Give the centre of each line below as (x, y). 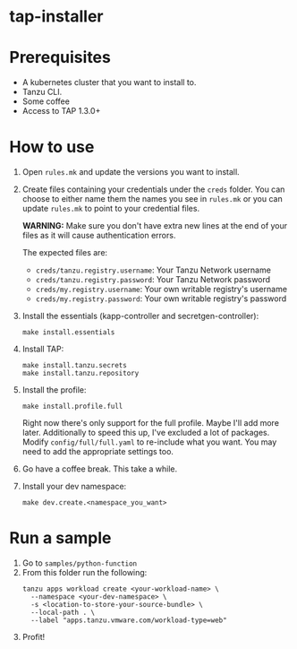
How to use (52, 147)
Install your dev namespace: (74, 487)
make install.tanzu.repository (81, 374)
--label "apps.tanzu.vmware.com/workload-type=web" (129, 620)
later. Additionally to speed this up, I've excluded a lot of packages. (146, 433)
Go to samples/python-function (80, 563)
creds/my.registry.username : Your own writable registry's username (161, 290)
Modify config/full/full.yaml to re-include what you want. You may (149, 442)
